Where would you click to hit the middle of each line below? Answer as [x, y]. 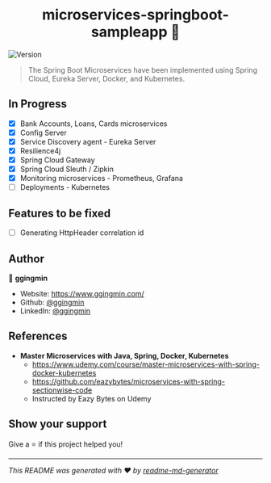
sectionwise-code [62, 390]
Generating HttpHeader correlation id [82, 233]
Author [26, 259]
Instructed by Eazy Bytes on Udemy [92, 398]
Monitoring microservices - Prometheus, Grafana [102, 178]
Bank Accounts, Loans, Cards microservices [94, 124]
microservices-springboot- [135, 15]
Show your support [58, 424]
